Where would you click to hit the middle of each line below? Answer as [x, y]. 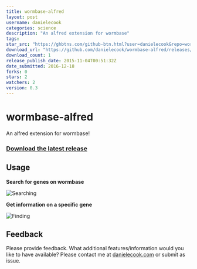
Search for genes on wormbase [45, 181]
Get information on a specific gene [49, 204]
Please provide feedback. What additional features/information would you [95, 248]
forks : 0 [17, 72]
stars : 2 [17, 77]
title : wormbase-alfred [35, 11]
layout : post [22, 17]
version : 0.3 [22, 88]
